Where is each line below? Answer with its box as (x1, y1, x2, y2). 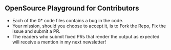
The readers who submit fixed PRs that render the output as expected (12, 33, 160, 39)
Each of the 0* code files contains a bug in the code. (12, 17, 124, 23)
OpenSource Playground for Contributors (5, 4, 139, 13)
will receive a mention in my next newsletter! (12, 39, 106, 45)
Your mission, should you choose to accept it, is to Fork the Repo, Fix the (12, 23, 166, 29)
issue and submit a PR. (12, 28, 61, 34)
